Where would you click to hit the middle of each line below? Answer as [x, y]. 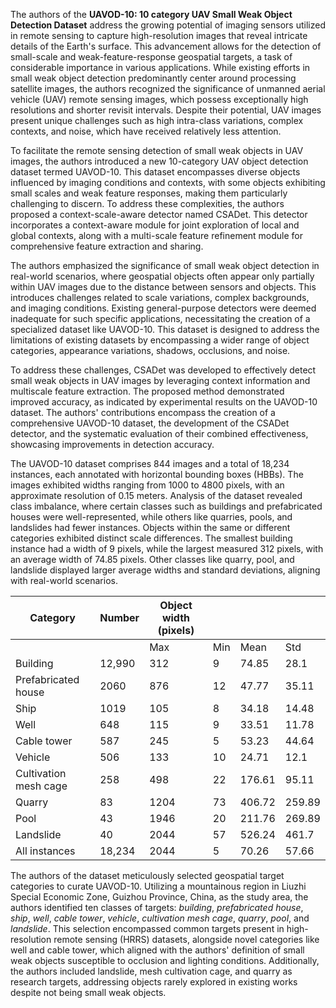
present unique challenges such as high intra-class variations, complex [157, 120]
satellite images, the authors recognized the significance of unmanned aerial [168, 88]
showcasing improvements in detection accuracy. [112, 444]
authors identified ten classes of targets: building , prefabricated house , [157, 907]
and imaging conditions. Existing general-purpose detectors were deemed [163, 308]
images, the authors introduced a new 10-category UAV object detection [159, 161]
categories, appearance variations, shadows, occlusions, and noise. [150, 350]
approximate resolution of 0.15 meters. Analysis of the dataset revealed [156, 495]
